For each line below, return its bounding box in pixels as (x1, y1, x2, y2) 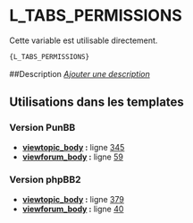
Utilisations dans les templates (9, 95, 185, 110)
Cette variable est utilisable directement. (9, 35, 158, 46)
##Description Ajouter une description (9, 68, 150, 79)
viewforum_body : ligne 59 (21, 151, 123, 162)
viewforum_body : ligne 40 (21, 203, 124, 214)
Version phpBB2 (9, 174, 82, 186)
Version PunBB (9, 122, 76, 134)
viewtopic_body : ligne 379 (21, 193, 125, 204)
